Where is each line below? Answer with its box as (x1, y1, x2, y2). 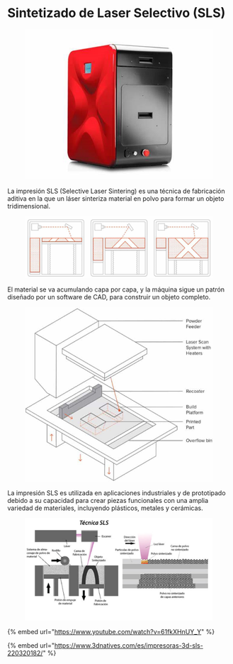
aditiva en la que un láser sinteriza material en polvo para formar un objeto (7, 194, 225, 203)
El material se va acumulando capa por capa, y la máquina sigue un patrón (7, 285, 225, 294)
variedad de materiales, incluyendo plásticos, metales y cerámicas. (7, 504, 203, 512)
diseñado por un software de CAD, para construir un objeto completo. (7, 292, 211, 301)
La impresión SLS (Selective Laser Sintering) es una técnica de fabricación (7, 187, 225, 196)
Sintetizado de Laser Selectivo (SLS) (7, 5, 226, 21)
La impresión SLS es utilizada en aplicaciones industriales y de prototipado (7, 488, 226, 497)
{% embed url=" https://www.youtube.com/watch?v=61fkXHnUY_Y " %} (7, 627, 215, 636)
